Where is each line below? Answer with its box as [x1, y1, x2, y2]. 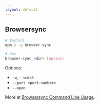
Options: [5, 64, 22, 71]
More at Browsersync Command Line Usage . [5, 94, 95, 100]
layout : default [5, 7, 38, 12]
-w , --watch [12, 74, 35, 80]
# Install [5, 38, 25, 43]
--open [12, 85, 26, 90]
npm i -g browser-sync [5, 42, 51, 48]
